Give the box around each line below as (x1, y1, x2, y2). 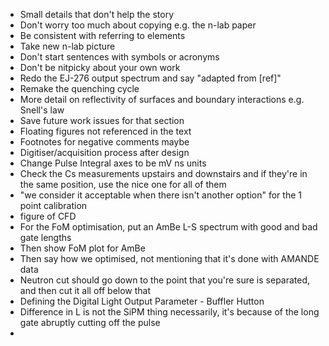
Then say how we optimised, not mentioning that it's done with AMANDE (19, 253, 320, 264)
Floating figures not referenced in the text (19, 125, 192, 137)
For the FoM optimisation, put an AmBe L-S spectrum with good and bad (19, 221, 318, 233)
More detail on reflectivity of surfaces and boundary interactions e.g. (19, 94, 305, 105)
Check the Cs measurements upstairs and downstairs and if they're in (19, 168, 308, 179)
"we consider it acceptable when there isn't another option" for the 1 (19, 189, 302, 201)
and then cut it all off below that (19, 285, 152, 296)
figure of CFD (19, 210, 77, 222)
